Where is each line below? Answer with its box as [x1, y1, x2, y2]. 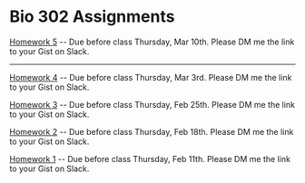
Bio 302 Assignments [9, 6, 175, 27]
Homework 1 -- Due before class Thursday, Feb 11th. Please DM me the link [9, 153, 290, 164]
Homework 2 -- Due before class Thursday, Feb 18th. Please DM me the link [9, 126, 294, 137]
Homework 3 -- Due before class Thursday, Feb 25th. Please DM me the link [9, 99, 296, 110]
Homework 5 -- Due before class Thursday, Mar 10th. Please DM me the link [9, 36, 295, 47]
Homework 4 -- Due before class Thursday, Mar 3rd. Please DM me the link [9, 72, 292, 82]
